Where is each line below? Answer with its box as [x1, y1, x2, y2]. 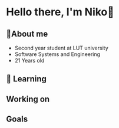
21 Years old [14, 57, 45, 64]
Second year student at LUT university [14, 44, 109, 51]
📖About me [6, 29, 48, 39]
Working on [6, 94, 50, 104]
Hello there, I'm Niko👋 [6, 5, 115, 19]
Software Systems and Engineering [14, 51, 101, 58]
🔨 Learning [6, 74, 47, 84]
